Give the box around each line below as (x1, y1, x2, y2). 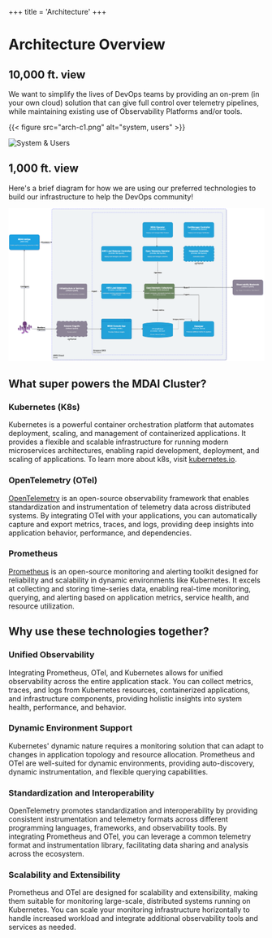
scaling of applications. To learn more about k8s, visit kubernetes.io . (8, 455, 237, 465)
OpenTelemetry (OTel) (8, 475, 97, 486)
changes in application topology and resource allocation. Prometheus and (8, 749, 256, 759)
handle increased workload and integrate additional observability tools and (8, 914, 258, 923)
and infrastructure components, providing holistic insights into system (8, 693, 242, 703)
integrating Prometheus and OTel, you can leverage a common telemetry (8, 831, 252, 841)
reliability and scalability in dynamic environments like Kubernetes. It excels (8, 575, 261, 585)
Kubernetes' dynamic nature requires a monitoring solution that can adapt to (8, 740, 264, 751)
